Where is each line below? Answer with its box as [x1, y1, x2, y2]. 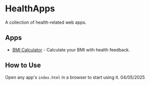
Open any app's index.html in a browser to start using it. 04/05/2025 [5, 74, 145, 80]
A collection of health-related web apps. [5, 19, 87, 25]
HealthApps [5, 3, 55, 14]
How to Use [5, 61, 41, 70]
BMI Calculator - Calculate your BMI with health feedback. [12, 46, 130, 52]
